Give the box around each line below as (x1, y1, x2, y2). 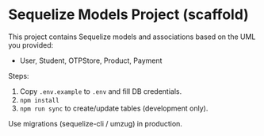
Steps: (8, 71, 29, 80)
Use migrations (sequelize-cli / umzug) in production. (8, 119, 182, 128)
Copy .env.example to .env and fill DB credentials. (19, 86, 182, 96)
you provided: (8, 40, 54, 49)
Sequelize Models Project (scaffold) (8, 6, 250, 24)
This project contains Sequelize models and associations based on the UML (8, 32, 256, 41)
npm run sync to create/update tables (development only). (19, 103, 209, 113)
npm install (19, 96, 59, 104)
